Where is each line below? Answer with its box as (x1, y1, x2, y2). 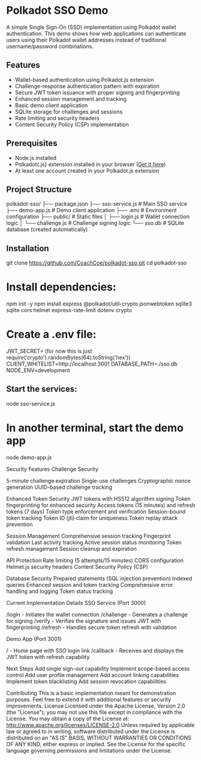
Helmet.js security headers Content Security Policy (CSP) (6, 563, 148, 570)
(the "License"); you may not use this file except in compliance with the (6, 708, 182, 716)
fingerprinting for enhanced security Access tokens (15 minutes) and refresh (6, 501, 196, 509)
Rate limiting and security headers (14, 114, 100, 121)
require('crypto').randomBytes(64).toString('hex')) (6, 354, 131, 361)
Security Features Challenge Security (6, 465, 99, 473)
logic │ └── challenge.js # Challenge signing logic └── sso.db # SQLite (6, 219, 184, 227)
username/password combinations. (6, 43, 94, 50)
